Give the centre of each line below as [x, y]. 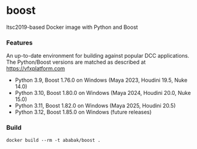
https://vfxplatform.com [36, 68]
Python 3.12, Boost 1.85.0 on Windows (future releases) [83, 112]
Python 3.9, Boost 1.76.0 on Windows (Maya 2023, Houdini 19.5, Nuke [101, 80]
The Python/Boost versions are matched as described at [76, 62]
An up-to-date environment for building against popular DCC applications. [98, 56]
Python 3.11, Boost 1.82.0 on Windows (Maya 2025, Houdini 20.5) [95, 106]
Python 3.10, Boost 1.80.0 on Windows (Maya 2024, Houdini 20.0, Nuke [103, 93]
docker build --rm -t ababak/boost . [53, 140]
